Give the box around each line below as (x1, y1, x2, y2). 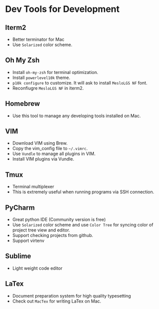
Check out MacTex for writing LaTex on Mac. (12, 298, 101, 304)
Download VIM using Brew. (12, 140, 68, 146)
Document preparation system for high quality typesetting (12, 293, 131, 299)
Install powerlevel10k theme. (12, 75, 71, 80)
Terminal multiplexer (12, 184, 55, 190)
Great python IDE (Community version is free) (12, 217, 106, 223)
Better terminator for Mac (12, 36, 65, 42)
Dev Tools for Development (5, 3, 120, 15)
